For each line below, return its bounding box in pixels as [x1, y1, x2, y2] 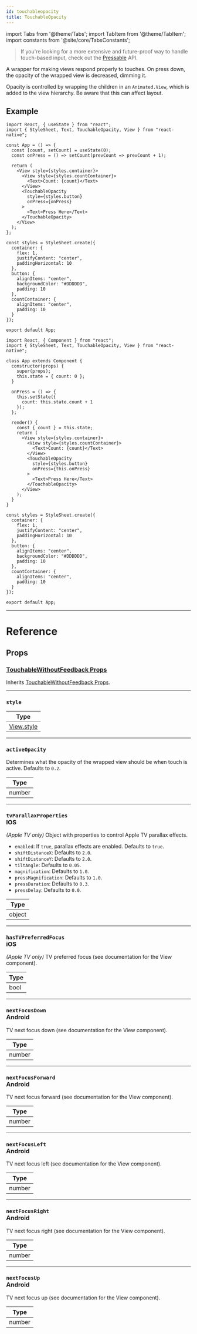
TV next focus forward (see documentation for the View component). [6, 1093, 173, 1100]
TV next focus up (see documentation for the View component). [6, 1294, 161, 1301]
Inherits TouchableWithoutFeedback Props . [6, 679, 110, 686]
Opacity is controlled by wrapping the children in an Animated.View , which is [6, 83, 189, 90]
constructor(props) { [11, 363, 64, 369]
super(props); [16, 368, 51, 375]
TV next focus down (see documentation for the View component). [6, 1026, 168, 1033]
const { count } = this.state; [16, 425, 93, 431]
